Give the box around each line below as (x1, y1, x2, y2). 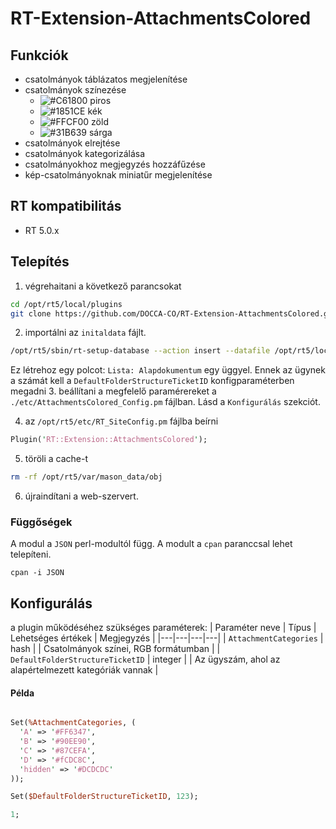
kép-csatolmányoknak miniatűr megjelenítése (24, 169, 213, 181)
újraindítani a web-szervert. (24, 490, 139, 502)
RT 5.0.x (24, 224, 60, 236)
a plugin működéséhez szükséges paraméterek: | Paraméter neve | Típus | (10, 622, 317, 634)
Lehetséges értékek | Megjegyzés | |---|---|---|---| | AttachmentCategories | (10, 632, 324, 644)
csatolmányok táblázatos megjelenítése (24, 73, 188, 85)
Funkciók (10, 47, 69, 64)
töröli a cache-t (24, 453, 89, 465)
